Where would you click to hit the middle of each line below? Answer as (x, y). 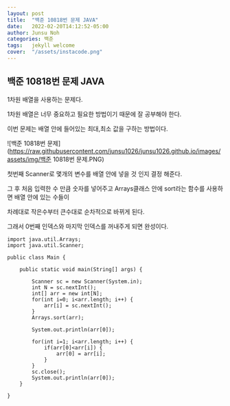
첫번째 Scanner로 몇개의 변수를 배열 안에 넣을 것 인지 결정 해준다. (95, 173)
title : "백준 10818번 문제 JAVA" (53, 20)
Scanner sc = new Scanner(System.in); (87, 281)
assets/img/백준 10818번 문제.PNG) (56, 159)
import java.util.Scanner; (46, 245)
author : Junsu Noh (33, 33)
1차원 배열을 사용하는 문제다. (45, 99)
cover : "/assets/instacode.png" (55, 52)
